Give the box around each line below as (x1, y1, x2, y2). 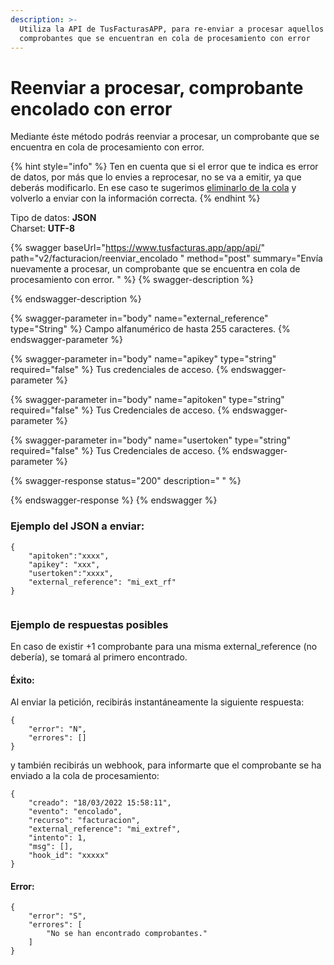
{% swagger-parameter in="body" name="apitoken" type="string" (10, 394, 285, 406)
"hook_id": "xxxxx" (28, 851, 110, 861)
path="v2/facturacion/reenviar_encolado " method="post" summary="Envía (10, 252, 323, 265)
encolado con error (10, 97, 173, 120)
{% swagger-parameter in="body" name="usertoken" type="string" (10, 434, 292, 446)
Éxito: (10, 674, 35, 686)
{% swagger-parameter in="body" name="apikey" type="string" (10, 353, 277, 365)
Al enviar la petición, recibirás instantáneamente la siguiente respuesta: (10, 696, 305, 708)
